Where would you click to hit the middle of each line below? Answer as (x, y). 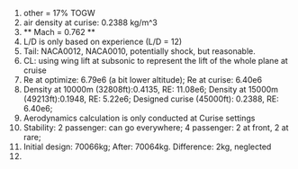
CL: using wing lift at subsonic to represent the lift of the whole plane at (156, 61)
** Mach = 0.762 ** (59, 32)
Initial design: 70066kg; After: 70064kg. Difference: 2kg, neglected (147, 147)
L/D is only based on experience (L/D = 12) (103, 41)
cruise (35, 70)
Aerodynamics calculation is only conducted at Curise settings (139, 118)
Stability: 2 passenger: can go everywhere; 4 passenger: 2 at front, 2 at (156, 128)
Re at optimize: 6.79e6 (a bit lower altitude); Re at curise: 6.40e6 (143, 80)
